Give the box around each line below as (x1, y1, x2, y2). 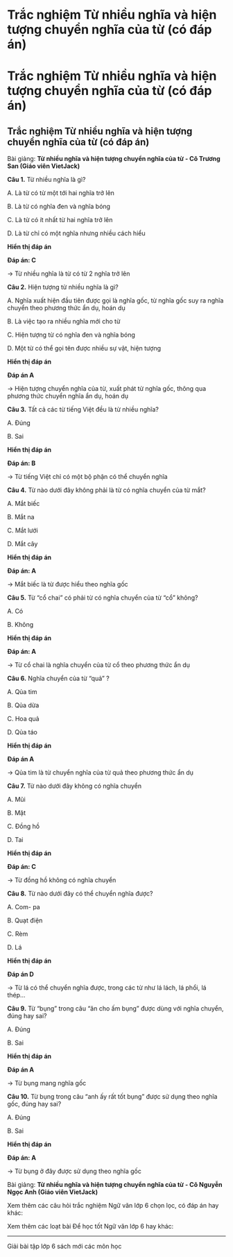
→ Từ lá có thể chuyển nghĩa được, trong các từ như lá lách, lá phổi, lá (7, 984, 207, 992)
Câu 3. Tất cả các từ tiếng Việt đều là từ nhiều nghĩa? (7, 405, 159, 414)
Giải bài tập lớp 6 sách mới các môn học (7, 1242, 122, 1251)
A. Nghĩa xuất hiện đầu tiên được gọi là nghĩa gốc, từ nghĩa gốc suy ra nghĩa (7, 296, 224, 305)
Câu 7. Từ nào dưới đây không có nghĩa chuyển (7, 782, 142, 791)
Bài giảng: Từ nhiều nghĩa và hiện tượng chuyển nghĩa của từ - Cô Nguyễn (7, 1181, 223, 1189)
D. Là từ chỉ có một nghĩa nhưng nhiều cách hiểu (7, 229, 146, 237)
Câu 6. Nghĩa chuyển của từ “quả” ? (7, 674, 110, 683)
